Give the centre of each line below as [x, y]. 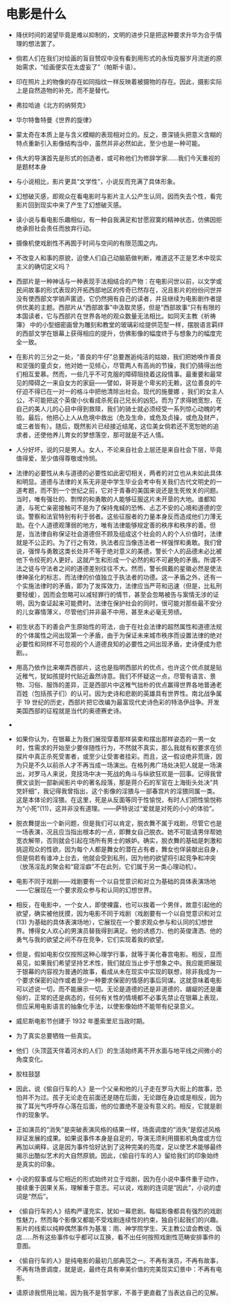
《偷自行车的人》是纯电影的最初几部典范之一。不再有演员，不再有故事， [119, 1260]
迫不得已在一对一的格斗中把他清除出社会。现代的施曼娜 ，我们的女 [117, 391]
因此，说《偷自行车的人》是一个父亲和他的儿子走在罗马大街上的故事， [116, 1088]
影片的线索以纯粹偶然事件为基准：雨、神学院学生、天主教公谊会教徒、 [116, 1228]
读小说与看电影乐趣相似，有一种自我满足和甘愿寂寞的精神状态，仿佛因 [116, 219]
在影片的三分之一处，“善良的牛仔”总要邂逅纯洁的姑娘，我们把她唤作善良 [119, 356]
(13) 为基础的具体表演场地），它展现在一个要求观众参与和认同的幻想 [111, 922]
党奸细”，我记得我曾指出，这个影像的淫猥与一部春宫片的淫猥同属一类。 [117, 791]
